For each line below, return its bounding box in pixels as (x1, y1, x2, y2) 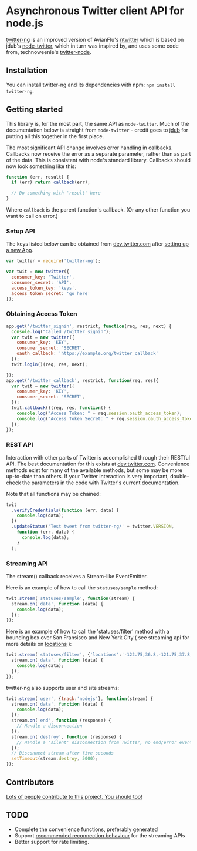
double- (169, 473, 189, 480)
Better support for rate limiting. (14, 838, 90, 845)
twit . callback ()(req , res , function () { (11, 405, 111, 411)
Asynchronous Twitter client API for (6, 4, 184, 18)
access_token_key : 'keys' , (11, 285, 77, 291)
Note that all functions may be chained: (6, 490, 101, 497)
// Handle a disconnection (16, 723, 83, 729)
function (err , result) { (6, 174, 69, 180)
